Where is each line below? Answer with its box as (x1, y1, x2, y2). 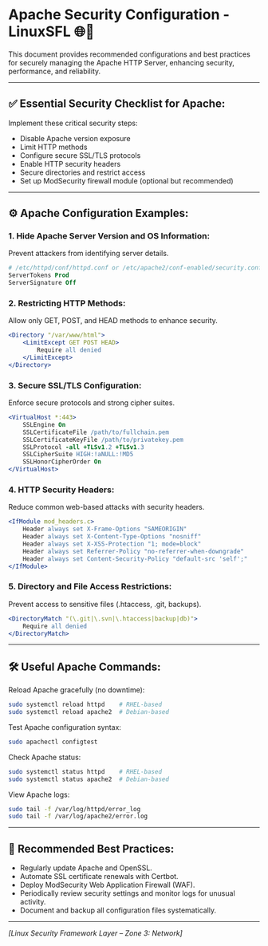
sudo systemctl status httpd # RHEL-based (8, 767, 162, 775)
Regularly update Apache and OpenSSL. (19, 863, 153, 873)
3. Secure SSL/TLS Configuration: (8, 380, 142, 391)
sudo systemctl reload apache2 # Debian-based (8, 708, 170, 716)
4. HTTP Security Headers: (8, 484, 115, 495)
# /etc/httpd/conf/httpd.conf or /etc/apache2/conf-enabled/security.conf (8, 264, 262, 272)
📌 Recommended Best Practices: (8, 842, 175, 855)
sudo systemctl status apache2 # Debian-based (8, 775, 170, 783)
